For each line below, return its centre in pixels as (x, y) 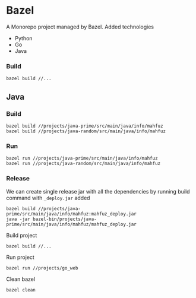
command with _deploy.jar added (48, 198)
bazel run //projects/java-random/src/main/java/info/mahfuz (83, 164)
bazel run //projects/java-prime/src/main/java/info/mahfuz (82, 158)
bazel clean (21, 290)
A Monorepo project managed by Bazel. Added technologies (80, 27)
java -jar (18, 219)
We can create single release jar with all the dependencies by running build (98, 191)
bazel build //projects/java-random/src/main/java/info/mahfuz (86, 131)
